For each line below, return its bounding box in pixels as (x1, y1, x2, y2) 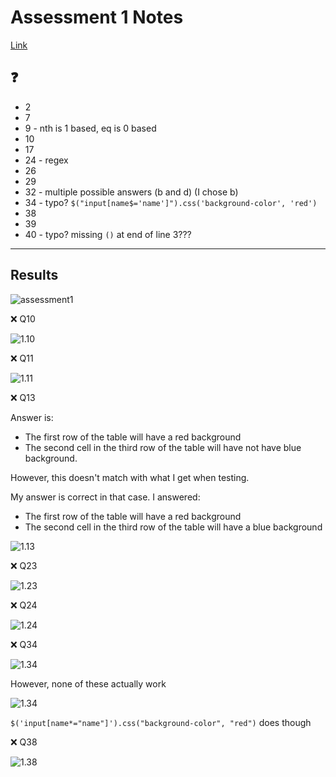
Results (10, 267, 59, 284)
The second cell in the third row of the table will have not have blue (24, 441, 302, 453)
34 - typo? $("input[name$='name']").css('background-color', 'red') (24, 196, 318, 208)
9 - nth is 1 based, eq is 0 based (24, 122, 157, 134)
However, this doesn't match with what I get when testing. (10, 471, 250, 483)
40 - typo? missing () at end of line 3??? (24, 228, 192, 240)
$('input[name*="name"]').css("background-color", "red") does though (10, 716, 312, 728)
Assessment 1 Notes (10, 6, 184, 29)
